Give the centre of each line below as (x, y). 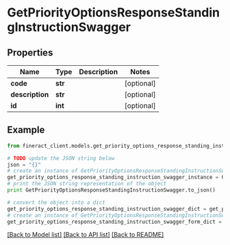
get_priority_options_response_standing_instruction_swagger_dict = (107, 209)
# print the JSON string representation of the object (87, 184)
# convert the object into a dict (56, 202)
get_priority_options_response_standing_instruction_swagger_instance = (113, 177)
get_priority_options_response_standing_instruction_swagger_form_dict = (115, 222)
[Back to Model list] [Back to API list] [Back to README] (86, 235)
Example (26, 130)
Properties (30, 52)
